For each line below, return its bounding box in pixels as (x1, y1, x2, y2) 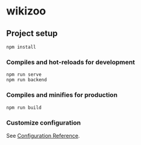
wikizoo (6, 4, 46, 18)
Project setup (6, 28, 58, 39)
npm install (6, 44, 36, 50)
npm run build (6, 104, 42, 111)
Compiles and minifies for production (6, 91, 117, 99)
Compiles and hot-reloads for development (6, 58, 136, 66)
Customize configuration (6, 119, 81, 127)
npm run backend (6, 77, 47, 83)
